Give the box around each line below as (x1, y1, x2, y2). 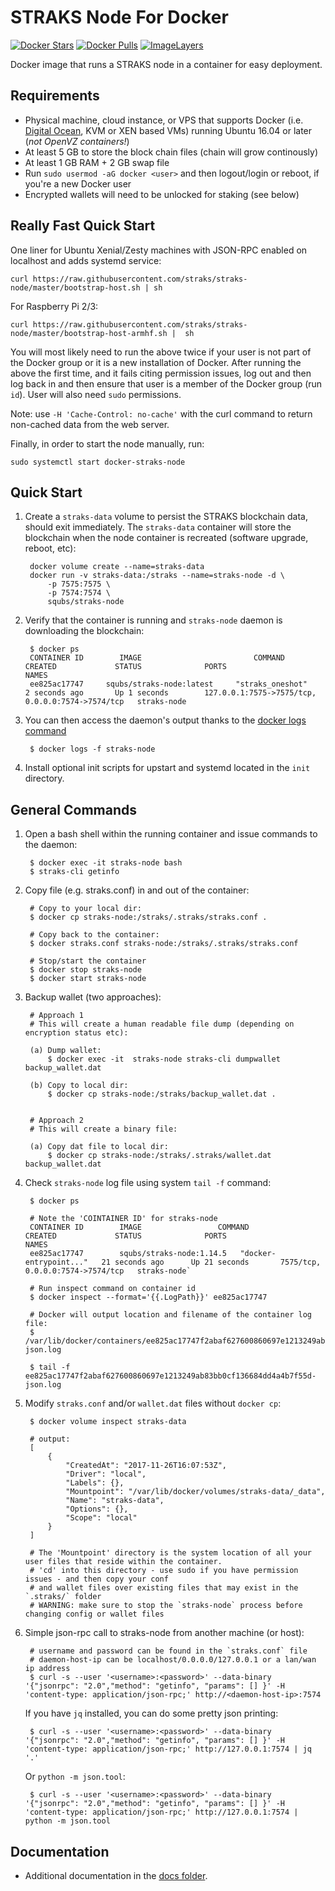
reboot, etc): (24, 542, 77, 555)
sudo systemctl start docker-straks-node (10, 457, 186, 467)
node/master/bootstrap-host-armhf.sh (10, 328, 168, 338)
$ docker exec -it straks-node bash (29, 858, 183, 868)
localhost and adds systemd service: (10, 254, 162, 266)
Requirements (10, 87, 100, 105)
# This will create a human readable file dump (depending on (29, 1019, 295, 1030)
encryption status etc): (24, 1028, 129, 1038)
